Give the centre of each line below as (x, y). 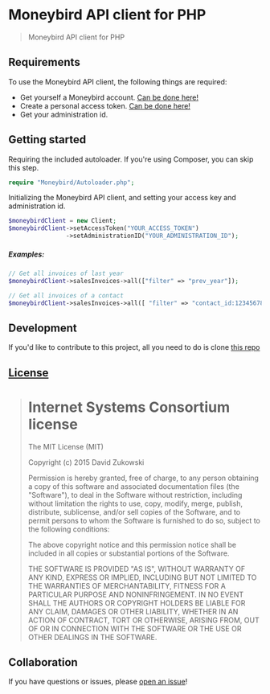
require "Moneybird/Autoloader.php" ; (72, 183)
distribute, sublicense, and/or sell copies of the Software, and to (134, 511)
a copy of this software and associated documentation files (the (133, 486)
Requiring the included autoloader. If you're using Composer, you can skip (131, 159)
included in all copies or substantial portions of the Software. (129, 553)
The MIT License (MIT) (66, 446)
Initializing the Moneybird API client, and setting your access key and (123, 198)
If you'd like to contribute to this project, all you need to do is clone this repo (134, 347)
